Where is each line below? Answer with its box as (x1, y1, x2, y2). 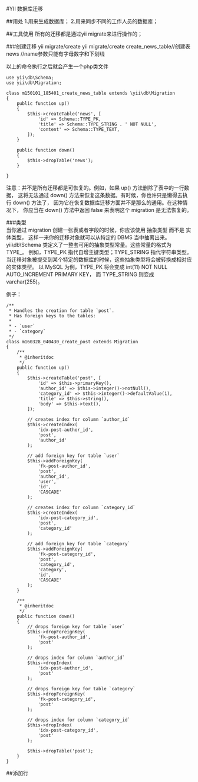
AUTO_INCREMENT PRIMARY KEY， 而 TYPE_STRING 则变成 (6, 271, 154, 278)
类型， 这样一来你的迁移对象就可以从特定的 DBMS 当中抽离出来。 (11, 234, 170, 241)
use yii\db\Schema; (6, 75, 54, 81)
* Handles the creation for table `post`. (8, 308, 115, 314)
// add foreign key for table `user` (27, 453, 120, 459)
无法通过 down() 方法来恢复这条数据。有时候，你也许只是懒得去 (28, 192, 183, 198)
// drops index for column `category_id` (27, 717, 131, 723)
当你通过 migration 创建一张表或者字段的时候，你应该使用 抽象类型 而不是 (6, 227, 184, 233)
